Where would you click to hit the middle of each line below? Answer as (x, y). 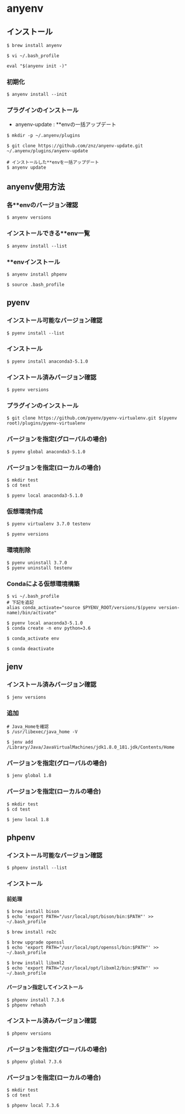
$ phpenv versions (29, 1033)
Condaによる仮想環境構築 (43, 584)
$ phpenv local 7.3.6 (33, 1106)
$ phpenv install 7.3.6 (36, 1000)
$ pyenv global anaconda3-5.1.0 (46, 451)
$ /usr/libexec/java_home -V (42, 732)
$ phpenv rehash (26, 1005)
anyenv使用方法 (36, 187)
